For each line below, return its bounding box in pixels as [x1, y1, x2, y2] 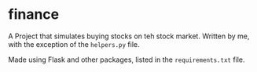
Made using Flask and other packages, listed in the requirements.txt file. [8, 55, 245, 64]
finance [8, 5, 60, 23]
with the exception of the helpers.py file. [8, 39, 140, 49]
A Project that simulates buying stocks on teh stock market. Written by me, [8, 31, 250, 41]
